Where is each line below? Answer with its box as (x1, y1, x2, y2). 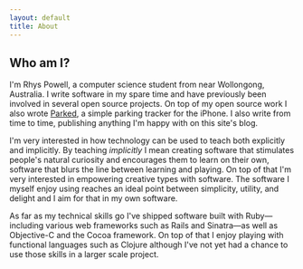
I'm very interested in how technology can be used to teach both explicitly (9, 135, 286, 146)
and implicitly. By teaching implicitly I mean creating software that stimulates (9, 145, 295, 156)
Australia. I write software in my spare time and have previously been (9, 89, 267, 100)
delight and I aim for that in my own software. (9, 193, 178, 204)
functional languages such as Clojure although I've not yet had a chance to (9, 239, 289, 250)
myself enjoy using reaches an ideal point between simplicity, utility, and (9, 183, 279, 195)
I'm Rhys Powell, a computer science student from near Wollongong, (9, 79, 265, 91)
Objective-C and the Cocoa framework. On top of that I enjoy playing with (9, 230, 284, 241)
